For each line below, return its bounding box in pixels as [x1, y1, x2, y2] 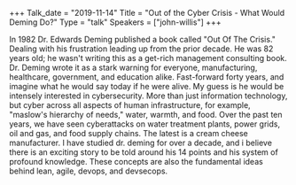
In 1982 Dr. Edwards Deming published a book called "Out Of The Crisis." [9, 35, 277, 44]
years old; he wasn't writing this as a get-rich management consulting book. [9, 53, 288, 63]
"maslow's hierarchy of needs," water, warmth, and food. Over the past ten [9, 110, 283, 119]
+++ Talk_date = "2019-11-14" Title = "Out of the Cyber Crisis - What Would [9, 8, 285, 18]
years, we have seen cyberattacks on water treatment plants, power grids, [9, 119, 281, 129]
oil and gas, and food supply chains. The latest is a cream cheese [9, 128, 248, 138]
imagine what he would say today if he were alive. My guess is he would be [9, 81, 284, 91]
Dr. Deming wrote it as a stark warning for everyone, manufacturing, [9, 62, 258, 73]
